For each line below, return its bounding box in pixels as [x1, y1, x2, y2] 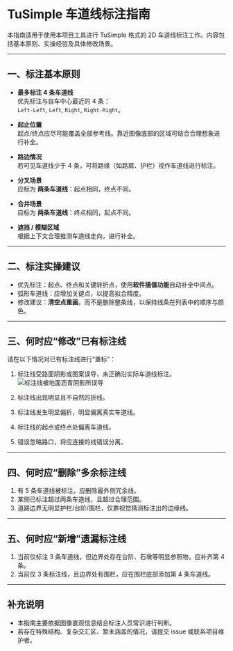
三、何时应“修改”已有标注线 [7, 335, 127, 347]
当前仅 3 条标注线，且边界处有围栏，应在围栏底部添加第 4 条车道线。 [17, 570, 215, 578]
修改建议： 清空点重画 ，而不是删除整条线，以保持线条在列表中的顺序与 [17, 297, 218, 306]
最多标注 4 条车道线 [17, 88, 74, 96]
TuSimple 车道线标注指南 [7, 6, 151, 22]
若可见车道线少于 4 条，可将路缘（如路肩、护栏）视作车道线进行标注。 [17, 161, 220, 169]
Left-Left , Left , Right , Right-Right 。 [17, 105, 125, 113]
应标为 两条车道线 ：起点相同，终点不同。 [17, 185, 135, 193]
